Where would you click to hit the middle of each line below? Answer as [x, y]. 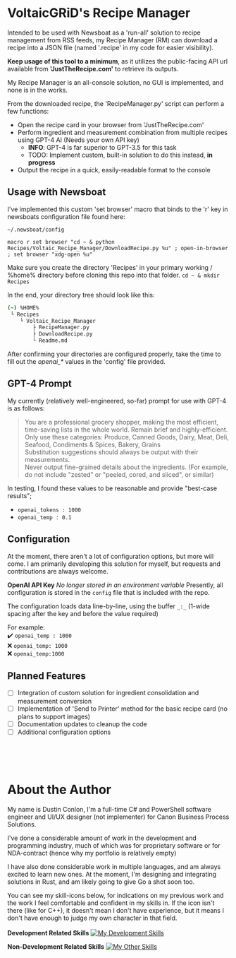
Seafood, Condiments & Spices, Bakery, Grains [92, 444]
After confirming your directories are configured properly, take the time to [114, 354]
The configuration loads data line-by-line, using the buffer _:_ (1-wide [108, 606]
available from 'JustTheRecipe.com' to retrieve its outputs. [93, 69]
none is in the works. [38, 90]
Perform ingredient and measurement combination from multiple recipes [122, 132]
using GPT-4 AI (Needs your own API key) [78, 140]
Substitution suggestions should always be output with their [111, 452]
